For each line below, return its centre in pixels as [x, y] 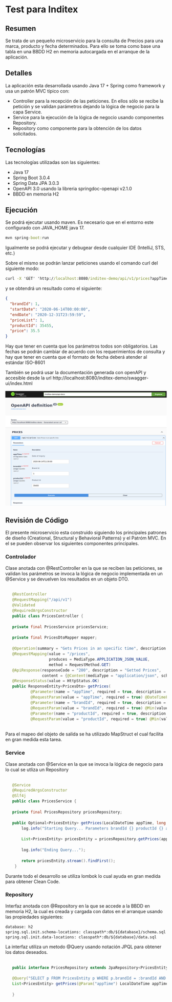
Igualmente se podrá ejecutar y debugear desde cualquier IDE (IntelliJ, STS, [85, 248]
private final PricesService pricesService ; [60, 627]
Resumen [21, 28]
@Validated [24, 605]
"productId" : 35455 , [32, 325]
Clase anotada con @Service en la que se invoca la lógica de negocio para [84, 764]
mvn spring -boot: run [27, 238]
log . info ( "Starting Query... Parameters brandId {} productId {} [92, 828]
